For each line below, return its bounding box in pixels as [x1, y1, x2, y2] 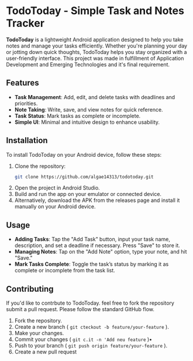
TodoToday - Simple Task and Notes [6, 4, 184, 18]
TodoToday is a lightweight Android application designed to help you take [6, 36, 184, 43]
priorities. [14, 100, 38, 107]
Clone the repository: [14, 163, 66, 170]
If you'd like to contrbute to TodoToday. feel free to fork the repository [6, 299, 174, 306]
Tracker [6, 16, 45, 30]
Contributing [6, 284, 54, 294]
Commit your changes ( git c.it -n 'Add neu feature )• [14, 336, 153, 343]
